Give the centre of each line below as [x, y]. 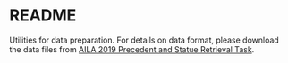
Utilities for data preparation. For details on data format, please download [144, 40]
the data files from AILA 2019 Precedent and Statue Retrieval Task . [132, 49]
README [43, 16]
